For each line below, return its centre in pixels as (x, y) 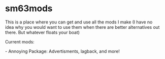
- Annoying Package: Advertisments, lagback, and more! (62, 51)
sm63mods (29, 9)
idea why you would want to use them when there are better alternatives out (82, 27)
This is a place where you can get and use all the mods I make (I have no (79, 22)
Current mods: (20, 41)
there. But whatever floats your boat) (42, 32)
